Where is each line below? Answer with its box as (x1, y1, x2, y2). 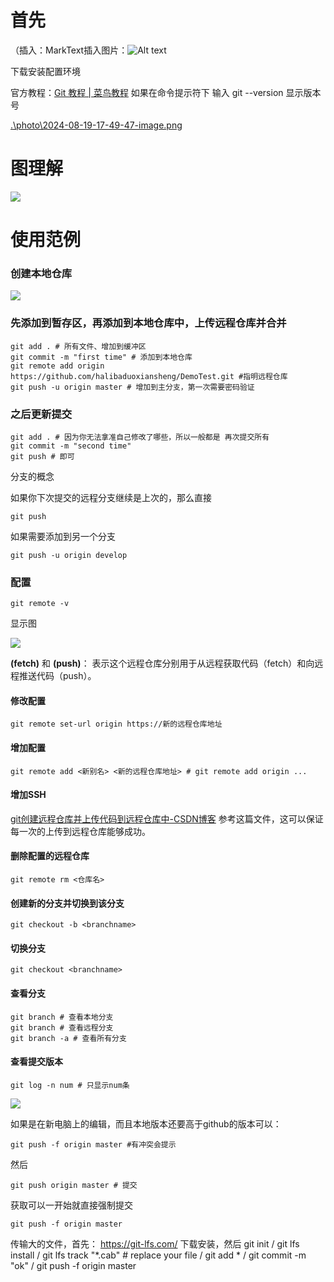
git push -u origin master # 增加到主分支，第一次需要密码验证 (10, 382, 255, 392)
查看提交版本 (10, 1056, 63, 1068)
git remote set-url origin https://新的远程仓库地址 (10, 719, 223, 730)
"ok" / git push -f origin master (10, 1259, 137, 1271)
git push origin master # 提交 (10, 1180, 138, 1190)
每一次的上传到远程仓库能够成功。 (10, 825, 151, 837)
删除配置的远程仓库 (10, 850, 90, 862)
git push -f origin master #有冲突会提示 (10, 1139, 177, 1150)
